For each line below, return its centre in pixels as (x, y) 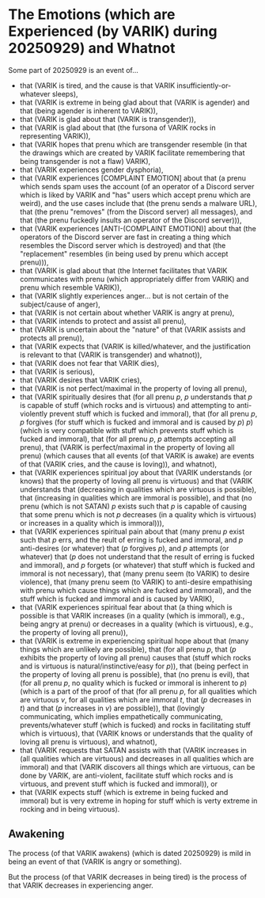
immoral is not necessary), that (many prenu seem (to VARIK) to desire (134, 573)
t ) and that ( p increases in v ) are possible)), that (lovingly (112, 708)
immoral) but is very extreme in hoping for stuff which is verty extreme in (138, 801)
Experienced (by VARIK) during (113, 31)
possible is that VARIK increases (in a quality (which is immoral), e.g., (132, 615)
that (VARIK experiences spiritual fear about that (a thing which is (126, 607)
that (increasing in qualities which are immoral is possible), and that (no (136, 497)
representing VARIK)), (55, 135)
